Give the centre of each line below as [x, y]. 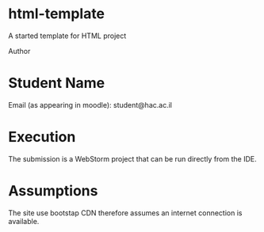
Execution [42, 137]
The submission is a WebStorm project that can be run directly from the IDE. [132, 158]
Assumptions [53, 191]
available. [24, 221]
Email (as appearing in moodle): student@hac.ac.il [90, 105]
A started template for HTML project [67, 36]
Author [19, 51]
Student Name [57, 83]
